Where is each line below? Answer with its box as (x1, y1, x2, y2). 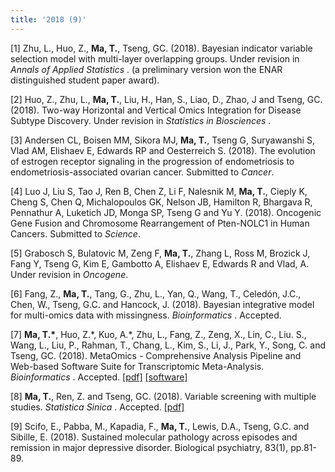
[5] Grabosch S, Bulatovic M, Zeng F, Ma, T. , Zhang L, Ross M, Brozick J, (10, 247, 311, 259)
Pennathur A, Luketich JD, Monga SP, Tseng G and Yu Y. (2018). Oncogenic (10, 206, 322, 218)
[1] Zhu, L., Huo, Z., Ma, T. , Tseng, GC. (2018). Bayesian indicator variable (10, 42, 313, 54)
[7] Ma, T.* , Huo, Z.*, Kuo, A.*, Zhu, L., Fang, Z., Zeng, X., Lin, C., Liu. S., (10, 328, 307, 340)
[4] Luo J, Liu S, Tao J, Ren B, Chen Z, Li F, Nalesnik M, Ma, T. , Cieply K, (10, 185, 308, 197)
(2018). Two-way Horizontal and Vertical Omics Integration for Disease (10, 104, 302, 116)
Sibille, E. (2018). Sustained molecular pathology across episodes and (10, 431, 298, 443)
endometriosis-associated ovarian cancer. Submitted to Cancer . (10, 166, 275, 178)
